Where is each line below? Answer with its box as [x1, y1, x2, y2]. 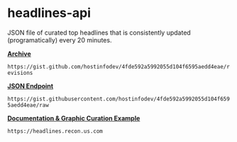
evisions [7, 69, 33, 76]
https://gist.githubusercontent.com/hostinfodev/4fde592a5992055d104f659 [7, 95, 231, 102]
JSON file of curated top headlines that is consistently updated [7, 28, 192, 37]
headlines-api [7, 5, 91, 21]
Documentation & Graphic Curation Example [7, 114, 140, 122]
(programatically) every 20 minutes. [7, 35, 112, 44]
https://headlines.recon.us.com [7, 127, 103, 135]
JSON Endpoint [7, 81, 54, 90]
